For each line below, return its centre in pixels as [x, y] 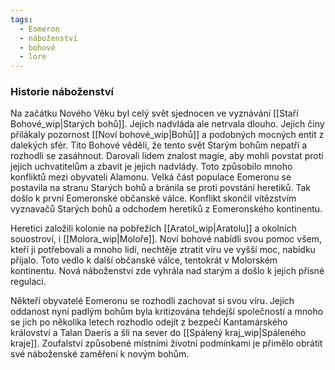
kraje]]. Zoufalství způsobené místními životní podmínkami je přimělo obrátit [166, 343]
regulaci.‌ [28, 282]
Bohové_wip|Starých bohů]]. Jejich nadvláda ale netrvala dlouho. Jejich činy [167, 124]
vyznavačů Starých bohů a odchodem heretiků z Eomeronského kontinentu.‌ [166, 209]
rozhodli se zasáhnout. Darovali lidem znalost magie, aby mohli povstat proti [167, 156]
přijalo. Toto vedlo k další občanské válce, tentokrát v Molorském [144, 260]
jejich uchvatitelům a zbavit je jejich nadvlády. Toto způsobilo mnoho [151, 167]
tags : [21, 19]
